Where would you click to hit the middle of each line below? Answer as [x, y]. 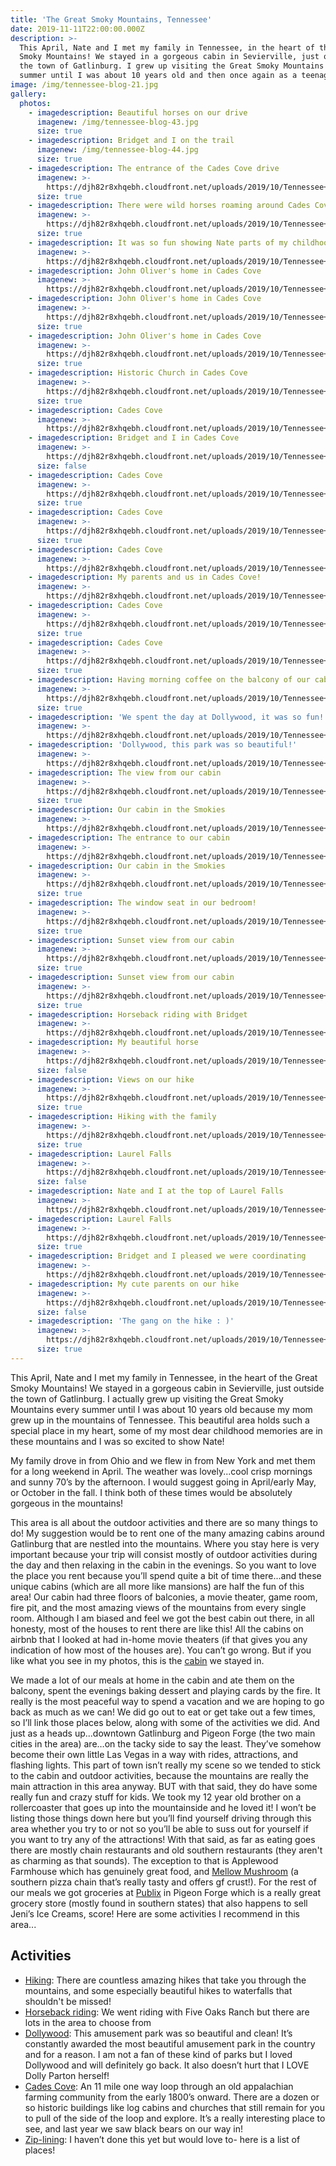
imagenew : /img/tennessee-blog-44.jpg [117, 150]
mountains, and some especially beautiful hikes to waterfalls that [158, 1990]
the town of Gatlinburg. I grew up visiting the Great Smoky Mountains [172, 66]
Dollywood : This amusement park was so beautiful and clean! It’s [158, 2033]
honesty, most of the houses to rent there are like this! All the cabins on [157, 1628]
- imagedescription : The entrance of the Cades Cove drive [154, 168]
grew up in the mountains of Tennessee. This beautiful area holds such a [160, 1420]
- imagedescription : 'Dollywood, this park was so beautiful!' [163, 745]
